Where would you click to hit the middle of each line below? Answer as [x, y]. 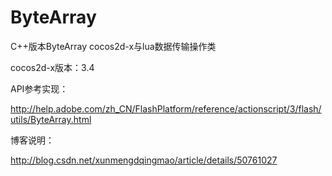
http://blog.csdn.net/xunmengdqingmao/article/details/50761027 [144, 160]
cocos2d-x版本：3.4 [52, 67]
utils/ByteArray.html [51, 119]
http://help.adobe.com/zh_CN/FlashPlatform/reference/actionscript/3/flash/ [166, 108]
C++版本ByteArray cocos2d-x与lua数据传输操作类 [113, 46]
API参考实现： [39, 88]
